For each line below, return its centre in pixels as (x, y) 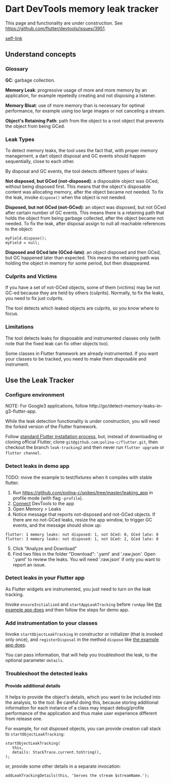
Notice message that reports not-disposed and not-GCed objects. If (84, 514)
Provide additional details (33, 685)
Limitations (20, 327)
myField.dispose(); (26, 238)
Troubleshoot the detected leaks (46, 674)
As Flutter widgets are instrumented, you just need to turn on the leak (78, 589)
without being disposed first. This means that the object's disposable (78, 186)
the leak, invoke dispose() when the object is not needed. (66, 197)
